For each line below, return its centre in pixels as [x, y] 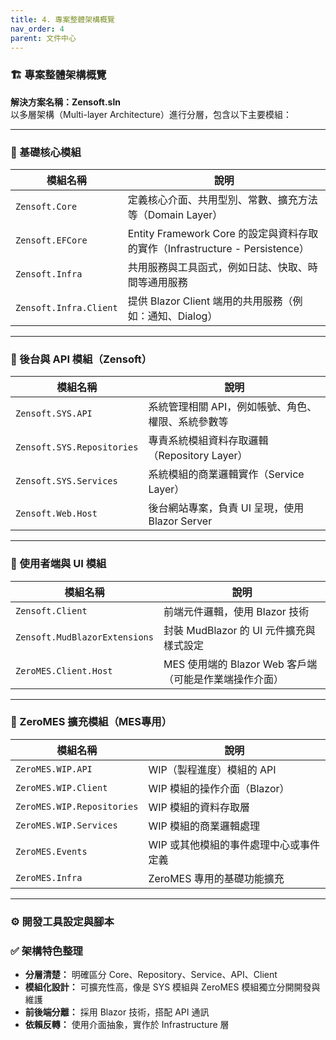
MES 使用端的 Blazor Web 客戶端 [240, 664]
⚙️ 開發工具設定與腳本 [62, 921]
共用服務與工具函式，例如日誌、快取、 [217, 267]
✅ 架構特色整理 [46, 951]
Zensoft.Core [46, 206]
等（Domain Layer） [175, 214]
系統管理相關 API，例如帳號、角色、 [233, 407]
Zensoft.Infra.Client [66, 307]
